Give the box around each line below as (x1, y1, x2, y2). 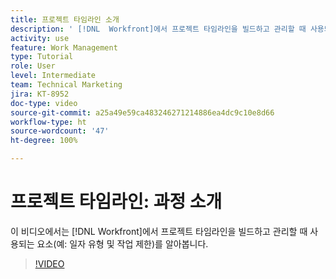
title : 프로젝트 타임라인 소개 (10, 14, 120, 25)
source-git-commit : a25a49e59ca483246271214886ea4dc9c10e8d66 (10, 107, 275, 118)
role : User (10, 61, 56, 71)
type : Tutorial (10, 52, 74, 62)
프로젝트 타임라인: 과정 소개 (10, 191, 223, 213)
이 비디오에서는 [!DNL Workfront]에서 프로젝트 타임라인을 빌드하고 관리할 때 (10, 225, 308, 237)
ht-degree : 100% (10, 136, 78, 146)
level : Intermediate (10, 71, 97, 81)
